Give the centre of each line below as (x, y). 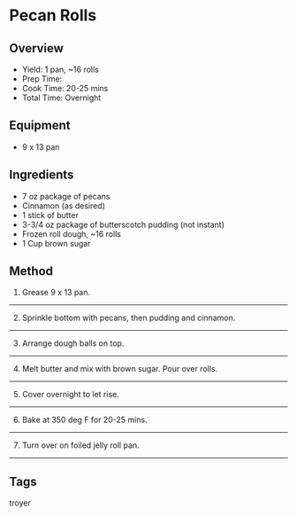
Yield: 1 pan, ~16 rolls (61, 69)
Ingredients (42, 175)
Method (31, 271)
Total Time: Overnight (61, 98)
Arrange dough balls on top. (73, 343)
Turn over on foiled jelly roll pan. (80, 445)
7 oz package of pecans (66, 196)
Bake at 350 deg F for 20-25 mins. (84, 420)
